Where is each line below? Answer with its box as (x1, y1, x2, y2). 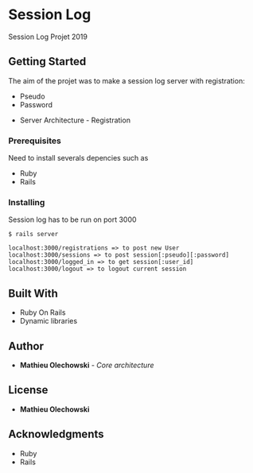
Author (8, 339, 44, 353)
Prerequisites (8, 135, 61, 146)
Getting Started (8, 55, 87, 68)
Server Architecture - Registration (19, 115, 131, 125)
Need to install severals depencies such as (8, 153, 149, 163)
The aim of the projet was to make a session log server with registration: (8, 76, 245, 85)
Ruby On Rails (19, 308, 66, 317)
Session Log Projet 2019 (8, 32, 88, 41)
